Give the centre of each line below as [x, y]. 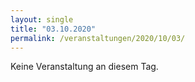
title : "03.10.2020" [53, 29]
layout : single [42, 19]
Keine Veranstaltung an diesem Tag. [84, 67]
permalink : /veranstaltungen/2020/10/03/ [98, 38]
